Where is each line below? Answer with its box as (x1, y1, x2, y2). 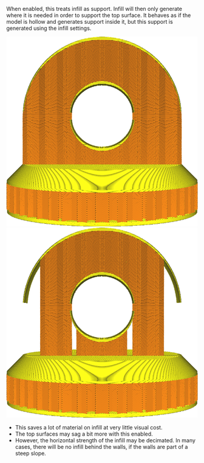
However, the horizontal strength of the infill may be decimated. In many (15, 436, 196, 444)
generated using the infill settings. (6, 24, 92, 32)
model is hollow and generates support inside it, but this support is (6, 18, 173, 25)
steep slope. (15, 450, 47, 457)
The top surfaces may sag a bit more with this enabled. (15, 430, 153, 437)
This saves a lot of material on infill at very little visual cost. (15, 423, 163, 431)
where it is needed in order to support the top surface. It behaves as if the (6, 12, 191, 19)
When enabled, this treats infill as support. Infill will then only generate (6, 5, 182, 12)
